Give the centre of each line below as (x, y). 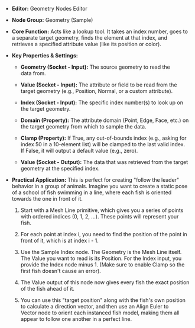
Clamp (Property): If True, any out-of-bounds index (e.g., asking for (103, 138)
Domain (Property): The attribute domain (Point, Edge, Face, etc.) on (105, 120)
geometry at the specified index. (60, 168)
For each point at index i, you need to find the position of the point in (104, 234)
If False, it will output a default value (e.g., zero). (79, 151)
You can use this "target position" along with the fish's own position (103, 300)
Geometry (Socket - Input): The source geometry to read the (95, 67)
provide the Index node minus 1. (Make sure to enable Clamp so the (103, 265)
